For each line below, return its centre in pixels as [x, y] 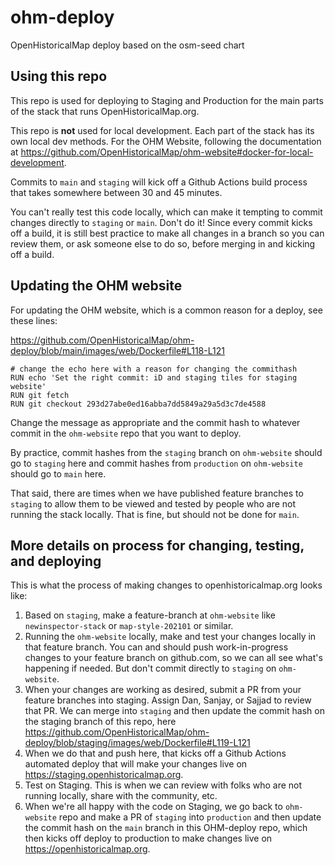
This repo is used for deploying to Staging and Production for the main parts [167, 100]
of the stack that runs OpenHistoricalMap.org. [105, 111]
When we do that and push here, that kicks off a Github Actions [155, 753]
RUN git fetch [40, 395]
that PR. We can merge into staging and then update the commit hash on [174, 711]
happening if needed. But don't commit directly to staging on [150, 668]
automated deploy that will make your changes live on [136, 764]
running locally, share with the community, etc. [121, 796]
